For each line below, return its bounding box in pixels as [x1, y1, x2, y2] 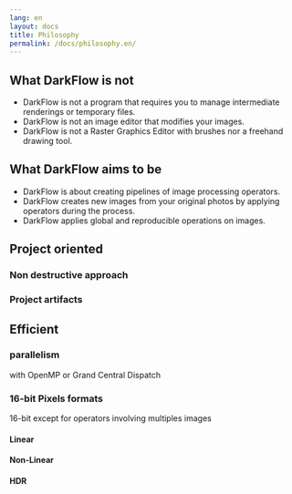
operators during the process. [22, 205, 135, 216]
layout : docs [9, 22, 59, 31]
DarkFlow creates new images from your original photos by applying [22, 195, 280, 206]
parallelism [9, 348, 60, 361]
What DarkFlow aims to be [9, 161, 162, 178]
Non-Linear [9, 455, 55, 466]
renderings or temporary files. [22, 107, 136, 118]
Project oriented [9, 242, 103, 257]
